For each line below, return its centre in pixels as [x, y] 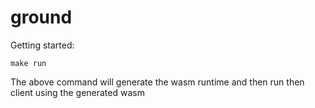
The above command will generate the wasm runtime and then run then [157, 82]
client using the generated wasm [77, 92]
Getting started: [42, 45]
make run [28, 63]
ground [41, 17]
